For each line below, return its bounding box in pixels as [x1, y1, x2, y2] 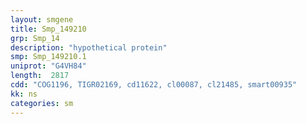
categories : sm [10, 98, 74, 108]
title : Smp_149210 [10, 24, 87, 34]
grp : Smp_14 [10, 33, 60, 43]
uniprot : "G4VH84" [10, 61, 87, 71]
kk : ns [10, 89, 38, 99]
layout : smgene [10, 14, 74, 25]
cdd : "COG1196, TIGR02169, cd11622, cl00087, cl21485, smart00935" [10, 80, 298, 90]
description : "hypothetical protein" [10, 42, 168, 53]
